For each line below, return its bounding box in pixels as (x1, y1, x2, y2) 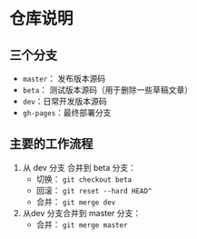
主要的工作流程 (9, 136, 94, 152)
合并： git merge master (35, 219, 129, 230)
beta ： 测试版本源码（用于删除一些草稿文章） (22, 85, 193, 95)
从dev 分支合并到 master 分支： (22, 207, 142, 218)
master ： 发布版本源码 (22, 74, 106, 84)
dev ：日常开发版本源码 (22, 96, 107, 106)
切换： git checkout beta (35, 174, 133, 184)
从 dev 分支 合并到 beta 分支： (22, 162, 137, 173)
